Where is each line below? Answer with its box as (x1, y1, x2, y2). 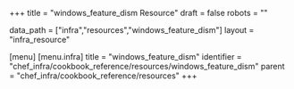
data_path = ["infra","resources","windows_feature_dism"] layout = (9, 25, 255, 35)
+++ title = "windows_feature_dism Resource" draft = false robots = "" (9, 8, 268, 18)
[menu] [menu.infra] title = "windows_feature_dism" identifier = (9, 52, 243, 61)
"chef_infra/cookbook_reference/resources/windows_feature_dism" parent (9, 61, 285, 71)
